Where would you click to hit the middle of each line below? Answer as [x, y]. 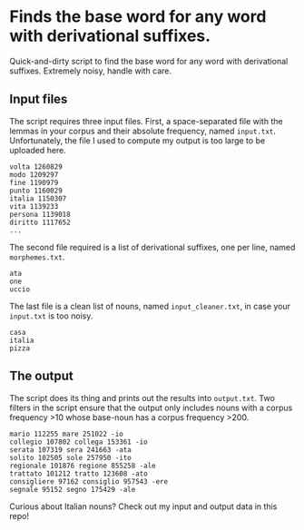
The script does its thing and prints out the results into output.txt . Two [142, 397]
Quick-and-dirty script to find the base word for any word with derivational [149, 61]
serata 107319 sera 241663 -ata [70, 450]
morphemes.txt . [37, 257]
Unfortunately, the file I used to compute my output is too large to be [137, 140]
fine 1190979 [34, 182]
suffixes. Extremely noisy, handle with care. [91, 71]
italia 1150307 [38, 198]
